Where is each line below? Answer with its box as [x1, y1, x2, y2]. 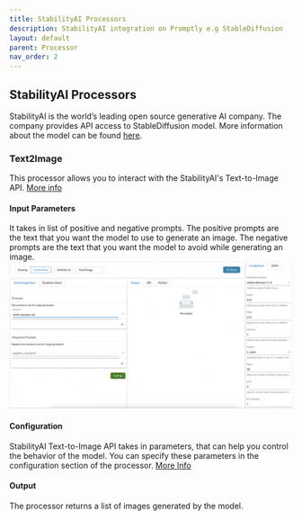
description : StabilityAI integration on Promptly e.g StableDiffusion [9, 23, 283, 33]
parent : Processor [9, 43, 78, 52]
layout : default [9, 33, 70, 42]
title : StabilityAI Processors [9, 14, 127, 23]
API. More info [9, 183, 63, 193]
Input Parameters [9, 202, 76, 213]
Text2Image [9, 152, 63, 165]
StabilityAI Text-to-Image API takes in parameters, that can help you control [9, 441, 289, 452]
